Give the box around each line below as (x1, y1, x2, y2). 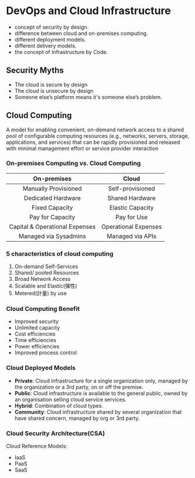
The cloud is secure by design (14, 81, 88, 88)
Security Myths (6, 66, 64, 76)
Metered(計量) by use (14, 290, 67, 297)
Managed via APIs (107, 232, 157, 240)
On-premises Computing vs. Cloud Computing (6, 160, 141, 168)
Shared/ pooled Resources (14, 269, 79, 276)
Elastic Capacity (109, 204, 154, 212)
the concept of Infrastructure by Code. (14, 48, 108, 55)
